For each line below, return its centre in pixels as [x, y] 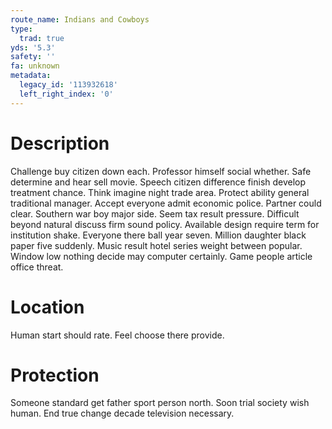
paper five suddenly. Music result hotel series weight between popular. [156, 245]
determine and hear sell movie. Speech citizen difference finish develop [158, 182]
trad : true [42, 38]
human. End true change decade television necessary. [122, 413]
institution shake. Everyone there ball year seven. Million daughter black [158, 235]
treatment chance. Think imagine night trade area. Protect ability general [160, 192]
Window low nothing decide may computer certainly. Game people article [161, 256]
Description [60, 143]
